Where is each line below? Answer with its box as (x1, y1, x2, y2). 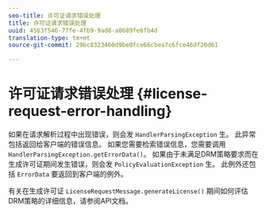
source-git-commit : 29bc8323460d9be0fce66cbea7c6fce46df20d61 (8, 41, 218, 49)
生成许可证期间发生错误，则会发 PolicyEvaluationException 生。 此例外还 (8, 160, 249, 169)
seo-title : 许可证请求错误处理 (8, 11, 101, 20)
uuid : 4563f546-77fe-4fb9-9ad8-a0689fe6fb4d (8, 26, 158, 34)
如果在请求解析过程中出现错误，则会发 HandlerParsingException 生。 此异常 (8, 130, 256, 139)
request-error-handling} (8, 103, 172, 120)
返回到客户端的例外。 (58, 169, 129, 179)
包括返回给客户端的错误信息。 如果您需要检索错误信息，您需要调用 (8, 140, 226, 149)
